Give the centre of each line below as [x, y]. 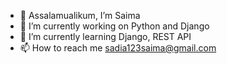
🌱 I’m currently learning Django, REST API [105, 36]
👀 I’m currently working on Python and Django [114, 26]
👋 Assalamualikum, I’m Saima [80, 15]
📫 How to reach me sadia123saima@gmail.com [118, 48]
